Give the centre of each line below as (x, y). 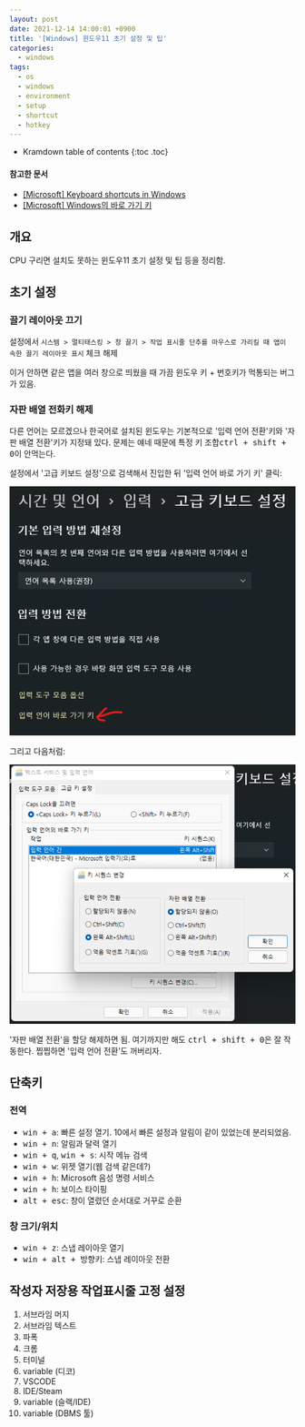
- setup (32, 106)
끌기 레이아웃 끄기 (46, 320)
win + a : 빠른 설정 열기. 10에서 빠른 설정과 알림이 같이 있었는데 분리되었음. (157, 1132)
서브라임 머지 (46, 1314)
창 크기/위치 (34, 1226)
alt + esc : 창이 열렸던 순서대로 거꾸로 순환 (102, 1200)
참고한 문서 (29, 174)
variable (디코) (49, 1371)
